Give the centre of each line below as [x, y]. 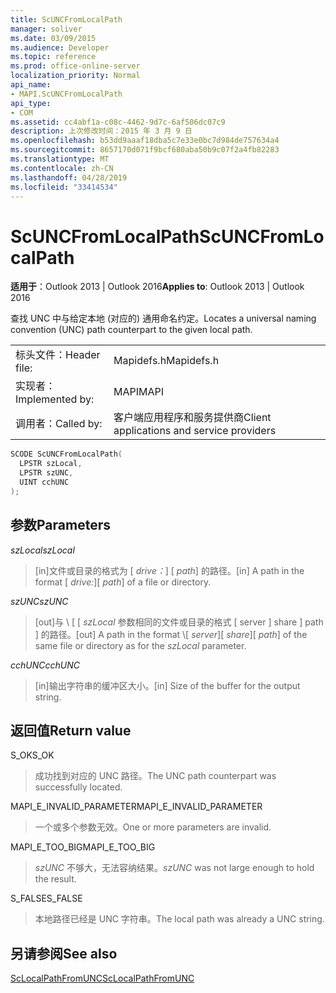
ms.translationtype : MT [60, 159]
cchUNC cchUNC [45, 665]
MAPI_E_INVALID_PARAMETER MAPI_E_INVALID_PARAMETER [136, 807]
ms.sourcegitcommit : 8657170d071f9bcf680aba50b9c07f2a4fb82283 [145, 150]
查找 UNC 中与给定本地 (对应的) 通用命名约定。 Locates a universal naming [163, 318]
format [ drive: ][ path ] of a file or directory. [123, 582]
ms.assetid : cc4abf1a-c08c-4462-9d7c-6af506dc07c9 [118, 122]
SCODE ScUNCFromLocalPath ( [66, 454]
